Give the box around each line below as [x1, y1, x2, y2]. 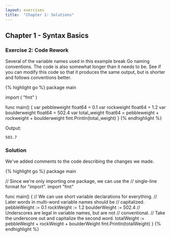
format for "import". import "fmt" [5, 184, 74, 190]
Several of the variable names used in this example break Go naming [5, 58, 150, 64]
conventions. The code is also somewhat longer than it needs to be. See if [5, 63, 161, 70]
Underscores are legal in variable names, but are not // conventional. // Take [5, 210, 165, 216]
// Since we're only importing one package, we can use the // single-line [5, 178, 157, 184]
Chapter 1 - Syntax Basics [5, 31, 89, 40]
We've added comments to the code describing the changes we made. [5, 158, 154, 164]
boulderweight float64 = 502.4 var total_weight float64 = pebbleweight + [5, 110, 159, 116]
